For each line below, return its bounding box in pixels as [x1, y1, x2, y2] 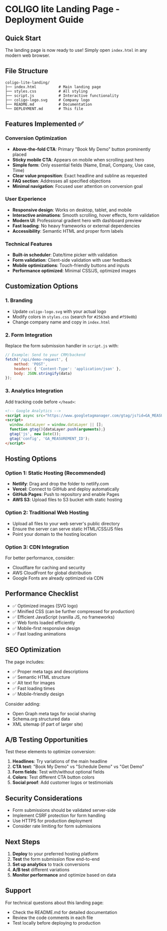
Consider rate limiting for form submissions [12, 823, 101, 829]
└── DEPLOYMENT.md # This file [5, 106, 83, 111]
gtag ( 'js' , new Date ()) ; [9, 432, 61, 437]
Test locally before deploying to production [12, 920, 101, 926]
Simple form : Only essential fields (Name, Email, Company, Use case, [12, 162, 156, 168]
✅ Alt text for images [12, 679, 56, 686]
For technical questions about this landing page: [5, 900, 104, 906]
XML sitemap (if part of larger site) [12, 721, 83, 727]
